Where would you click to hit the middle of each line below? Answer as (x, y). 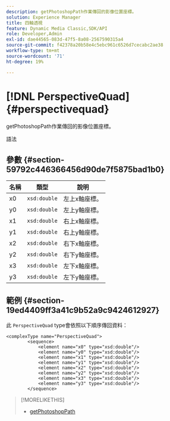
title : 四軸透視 (24, 23)
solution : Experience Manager (44, 17)
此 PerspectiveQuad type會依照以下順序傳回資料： (67, 325)
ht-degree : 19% (25, 62)
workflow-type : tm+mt (33, 51)
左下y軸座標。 (83, 277)
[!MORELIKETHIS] (42, 400)
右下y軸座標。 (83, 255)
